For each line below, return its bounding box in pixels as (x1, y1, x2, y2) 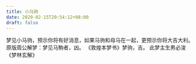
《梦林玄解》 (6, 52, 37, 59)
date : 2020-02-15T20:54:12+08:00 (6, 14, 89, 20)
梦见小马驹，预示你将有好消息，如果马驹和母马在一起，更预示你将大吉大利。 (6, 37, 194, 44)
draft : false (6, 20, 39, 25)
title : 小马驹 (6, 8, 39, 15)
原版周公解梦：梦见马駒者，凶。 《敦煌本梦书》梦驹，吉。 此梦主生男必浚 (6, 44, 186, 51)
